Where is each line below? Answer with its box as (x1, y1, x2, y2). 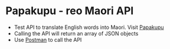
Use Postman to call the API (14, 36, 82, 43)
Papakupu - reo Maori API (5, 4, 134, 18)
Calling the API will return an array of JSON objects (14, 30, 139, 37)
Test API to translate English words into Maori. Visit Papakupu (14, 24, 164, 31)
